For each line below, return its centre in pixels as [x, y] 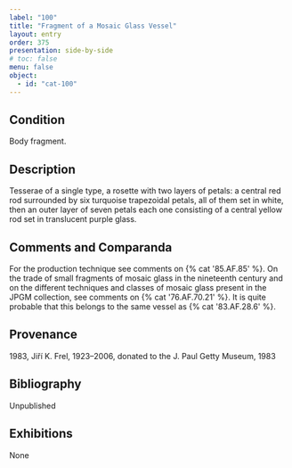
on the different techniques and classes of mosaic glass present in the [138, 288]
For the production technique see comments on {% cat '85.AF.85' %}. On [144, 269]
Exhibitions [41, 434]
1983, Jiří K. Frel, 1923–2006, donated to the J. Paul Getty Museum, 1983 [142, 356]
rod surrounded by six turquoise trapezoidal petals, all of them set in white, [146, 201]
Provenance [44, 335]
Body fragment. [38, 141]
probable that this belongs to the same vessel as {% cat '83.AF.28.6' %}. [142, 307]
